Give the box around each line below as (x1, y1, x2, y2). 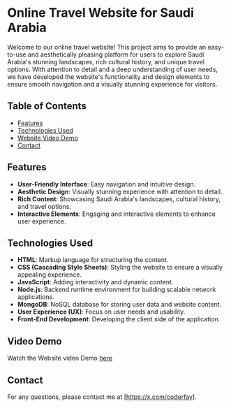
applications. (17, 293, 54, 301)
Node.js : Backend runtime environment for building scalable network (17, 285, 216, 294)
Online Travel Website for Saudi (7, 5, 194, 21)
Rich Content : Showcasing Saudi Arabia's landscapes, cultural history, (17, 194, 221, 203)
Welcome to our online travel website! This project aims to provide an (7, 43, 207, 51)
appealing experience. (17, 270, 82, 279)
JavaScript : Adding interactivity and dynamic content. (17, 278, 174, 286)
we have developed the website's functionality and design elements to (7, 72, 210, 81)
